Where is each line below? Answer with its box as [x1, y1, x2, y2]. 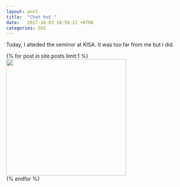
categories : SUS [6, 25, 46, 31]
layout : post [6, 8, 38, 15]
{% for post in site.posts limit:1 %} [6, 52, 89, 59]
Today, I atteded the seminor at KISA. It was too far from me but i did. [6, 41, 174, 48]
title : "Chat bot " [6, 14, 57, 20]
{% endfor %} [6, 175, 40, 182]
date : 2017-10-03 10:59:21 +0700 [6, 19, 94, 25]
